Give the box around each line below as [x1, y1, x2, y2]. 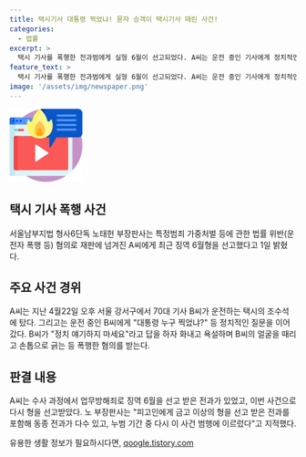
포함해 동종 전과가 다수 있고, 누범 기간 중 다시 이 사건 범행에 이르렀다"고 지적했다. [9, 418, 297, 429]
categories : [9, 24, 55, 34]
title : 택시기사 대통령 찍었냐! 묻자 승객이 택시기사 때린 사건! [9, 15, 219, 24]
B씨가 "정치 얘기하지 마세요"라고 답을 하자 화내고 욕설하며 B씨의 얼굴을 [28, 328, 280, 339]
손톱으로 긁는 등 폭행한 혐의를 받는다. [18, 340, 150, 351]
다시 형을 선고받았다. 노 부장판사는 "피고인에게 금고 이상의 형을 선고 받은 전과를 [9, 407, 290, 418]
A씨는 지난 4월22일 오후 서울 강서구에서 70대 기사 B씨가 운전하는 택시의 [9, 306, 266, 317]
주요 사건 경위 [9, 279, 82, 296]
